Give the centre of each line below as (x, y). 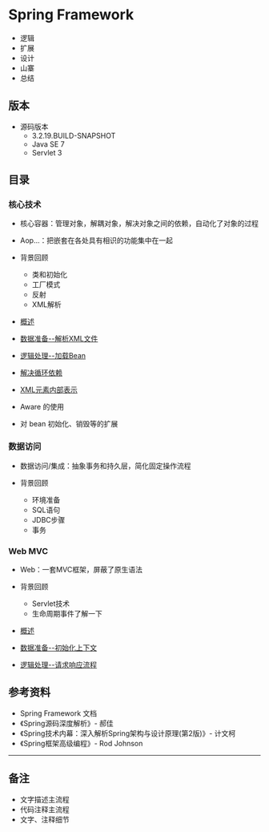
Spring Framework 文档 (58, 713)
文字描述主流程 (44, 799)
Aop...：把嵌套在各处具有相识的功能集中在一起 (96, 240)
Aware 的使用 (42, 407)
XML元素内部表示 (48, 390)
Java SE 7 (48, 144)
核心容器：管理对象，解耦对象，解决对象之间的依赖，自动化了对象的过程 (139, 224)
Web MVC (28, 551)
